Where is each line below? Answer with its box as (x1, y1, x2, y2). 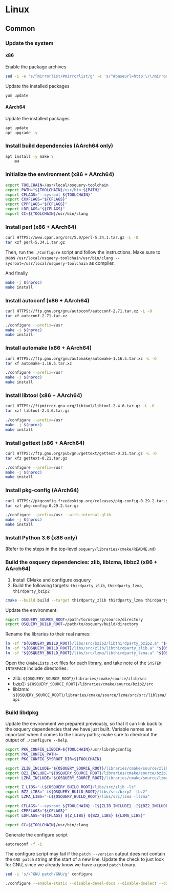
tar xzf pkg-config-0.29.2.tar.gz (5, 503, 79, 508)
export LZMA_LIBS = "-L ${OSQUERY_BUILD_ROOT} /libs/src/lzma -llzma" (5, 794, 150, 799)
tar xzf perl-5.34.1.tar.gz (5, 240, 66, 245)
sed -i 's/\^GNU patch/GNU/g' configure (5, 871, 93, 877)
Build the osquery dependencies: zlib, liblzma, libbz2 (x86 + (5, 559, 158, 566)
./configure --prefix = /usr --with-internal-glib (5, 513, 111, 518)
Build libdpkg (5, 708, 39, 716)
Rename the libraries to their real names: (5, 631, 91, 637)
